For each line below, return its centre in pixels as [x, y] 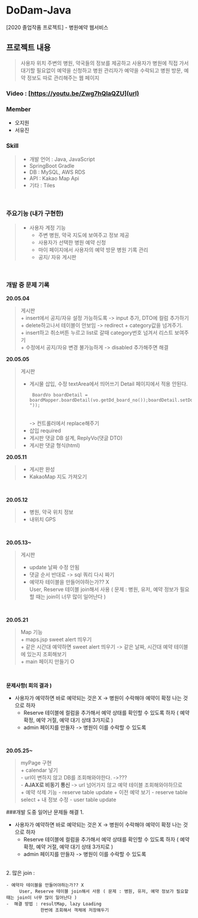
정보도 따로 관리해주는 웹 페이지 [63, 78]
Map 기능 [32, 632]
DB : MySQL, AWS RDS [57, 172]
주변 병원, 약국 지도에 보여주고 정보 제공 [84, 235]
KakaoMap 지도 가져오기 [58, 476]
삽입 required [45, 430]
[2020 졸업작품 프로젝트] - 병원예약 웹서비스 [57, 27]
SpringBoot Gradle [52, 166]
